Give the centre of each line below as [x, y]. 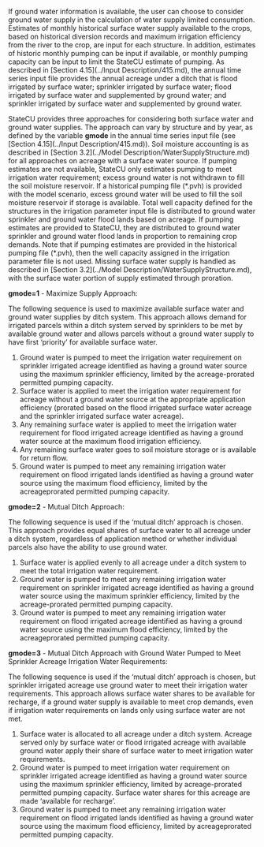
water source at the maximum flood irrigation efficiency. [111, 441]
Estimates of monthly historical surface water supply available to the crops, [130, 28]
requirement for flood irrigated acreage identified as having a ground [131, 433]
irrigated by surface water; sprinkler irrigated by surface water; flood [120, 87]
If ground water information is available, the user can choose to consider [126, 11]
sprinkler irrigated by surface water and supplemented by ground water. [125, 103]
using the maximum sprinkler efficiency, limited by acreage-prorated [131, 784]
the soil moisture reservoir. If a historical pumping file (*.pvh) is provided [125, 186]
